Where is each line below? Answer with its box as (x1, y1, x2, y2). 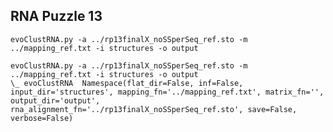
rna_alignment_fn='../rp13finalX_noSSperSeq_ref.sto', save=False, (10, 104, 298, 114)
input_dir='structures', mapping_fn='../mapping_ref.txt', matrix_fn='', (10, 87, 325, 97)
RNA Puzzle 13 (10, 8, 103, 25)
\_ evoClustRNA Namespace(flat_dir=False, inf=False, (10, 78, 244, 88)
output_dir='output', (10, 95, 101, 106)
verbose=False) (10, 113, 74, 123)
